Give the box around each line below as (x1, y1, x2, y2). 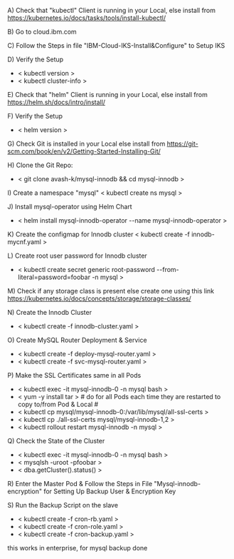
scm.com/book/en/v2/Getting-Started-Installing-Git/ (7, 147, 161, 156)
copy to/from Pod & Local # (17, 400, 99, 408)
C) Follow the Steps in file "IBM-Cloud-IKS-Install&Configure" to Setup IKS (7, 41, 225, 49)
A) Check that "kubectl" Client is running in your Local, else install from (7, 6, 216, 14)
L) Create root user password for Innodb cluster (7, 251, 147, 260)
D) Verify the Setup (7, 55, 64, 64)
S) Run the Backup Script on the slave (7, 501, 119, 509)
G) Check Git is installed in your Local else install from (7, 139, 166, 148)
